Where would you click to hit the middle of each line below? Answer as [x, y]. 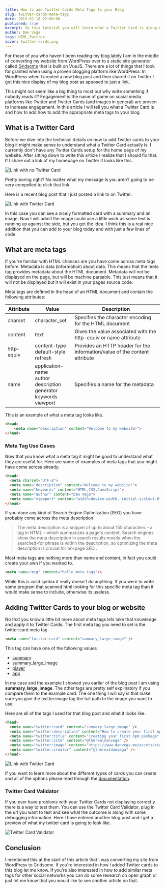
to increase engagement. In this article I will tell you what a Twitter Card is [80, 107]
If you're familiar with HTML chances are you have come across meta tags [80, 262]
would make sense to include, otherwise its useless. [58, 592]
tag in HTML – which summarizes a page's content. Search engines [85, 533]
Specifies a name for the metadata [114, 385]
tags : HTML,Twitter [25, 37]
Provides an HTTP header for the [112, 346]
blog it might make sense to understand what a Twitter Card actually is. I [78, 145]
